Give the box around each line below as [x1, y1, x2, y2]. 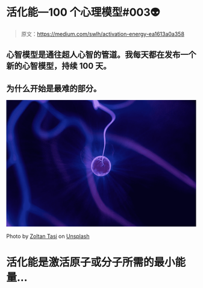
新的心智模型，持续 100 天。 [6, 61, 111, 71]
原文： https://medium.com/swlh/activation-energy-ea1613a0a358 [20, 30, 185, 37]
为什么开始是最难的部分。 [6, 83, 101, 93]
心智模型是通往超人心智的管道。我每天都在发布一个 [6, 49, 196, 60]
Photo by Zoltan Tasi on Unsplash [6, 233, 90, 240]
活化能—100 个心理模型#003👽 [6, 5, 160, 19]
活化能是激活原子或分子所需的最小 [6, 255, 176, 269]
